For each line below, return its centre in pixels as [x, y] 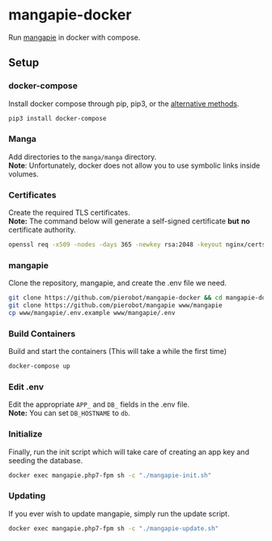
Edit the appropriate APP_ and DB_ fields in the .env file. [99, 405]
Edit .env [26, 386]
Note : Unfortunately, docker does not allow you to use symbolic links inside [134, 165]
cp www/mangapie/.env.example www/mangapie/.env [92, 313]
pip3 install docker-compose [57, 118]
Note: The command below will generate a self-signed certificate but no [130, 221]
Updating [27, 496]
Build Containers [42, 334]
